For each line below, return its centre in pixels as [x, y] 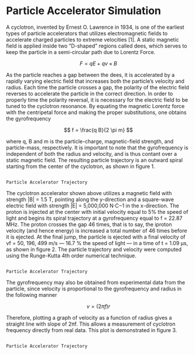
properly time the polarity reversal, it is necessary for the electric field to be [97, 100]
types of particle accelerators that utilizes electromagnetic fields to [87, 33]
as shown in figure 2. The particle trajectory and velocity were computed [94, 249]
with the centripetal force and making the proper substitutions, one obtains [96, 112]
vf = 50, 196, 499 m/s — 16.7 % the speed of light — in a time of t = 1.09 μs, [97, 243]
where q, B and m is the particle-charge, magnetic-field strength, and [90, 141]
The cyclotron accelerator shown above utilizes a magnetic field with [89, 193]
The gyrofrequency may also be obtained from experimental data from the [96, 282]
